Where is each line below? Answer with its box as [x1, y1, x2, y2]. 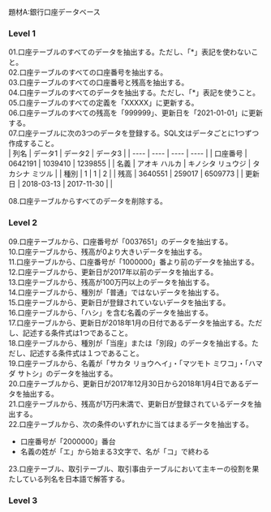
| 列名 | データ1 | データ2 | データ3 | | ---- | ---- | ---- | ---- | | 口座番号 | [8, 148, 247, 158]
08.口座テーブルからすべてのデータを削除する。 [8, 196, 168, 206]
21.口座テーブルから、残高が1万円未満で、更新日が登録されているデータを [8, 398, 255, 408]
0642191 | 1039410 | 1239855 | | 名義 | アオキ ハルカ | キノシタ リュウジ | [8, 159, 252, 169]
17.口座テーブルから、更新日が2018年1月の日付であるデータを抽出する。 [8, 317, 249, 327]
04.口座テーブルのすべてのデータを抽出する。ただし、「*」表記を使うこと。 [8, 88, 260, 97]
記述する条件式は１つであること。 [29, 348, 144, 358]
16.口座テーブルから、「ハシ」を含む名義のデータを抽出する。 [8, 308, 213, 317]
